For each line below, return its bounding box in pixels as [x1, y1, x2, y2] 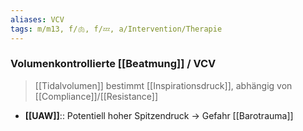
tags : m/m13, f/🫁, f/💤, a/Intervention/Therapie [10, 24, 223, 34]
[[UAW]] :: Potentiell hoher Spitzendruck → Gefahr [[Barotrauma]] [24, 109, 294, 121]
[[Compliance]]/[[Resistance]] [34, 90, 158, 102]
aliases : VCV [10, 14, 65, 25]
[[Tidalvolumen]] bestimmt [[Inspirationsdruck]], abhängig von [34, 79, 293, 91]
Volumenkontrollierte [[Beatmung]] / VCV [10, 57, 217, 71]
